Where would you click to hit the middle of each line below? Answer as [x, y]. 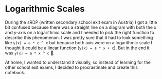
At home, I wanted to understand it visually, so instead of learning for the [78, 62]
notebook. [15, 72]
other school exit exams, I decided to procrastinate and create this [71, 67]
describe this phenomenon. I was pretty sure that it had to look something [79, 38]
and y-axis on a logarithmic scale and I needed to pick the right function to [80, 32]
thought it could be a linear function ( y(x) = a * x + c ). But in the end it [77, 48]
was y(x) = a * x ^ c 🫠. [30, 53]
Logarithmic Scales [45, 9]
